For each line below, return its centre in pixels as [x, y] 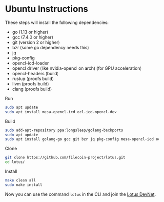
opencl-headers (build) [35, 73]
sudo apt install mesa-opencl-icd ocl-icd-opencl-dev [61, 112]
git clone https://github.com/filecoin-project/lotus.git [65, 158]
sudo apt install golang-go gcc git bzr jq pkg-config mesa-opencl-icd [79, 139]
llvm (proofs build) [31, 83]
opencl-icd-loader [31, 63]
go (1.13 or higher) [30, 32]
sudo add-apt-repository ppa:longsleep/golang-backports [64, 130]
